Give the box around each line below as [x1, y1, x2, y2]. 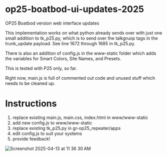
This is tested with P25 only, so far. [5, 65, 77, 71]
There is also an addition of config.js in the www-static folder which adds [5, 50, 156, 56]
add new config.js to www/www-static [12, 119, 92, 126]
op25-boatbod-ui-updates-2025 [5, 4, 144, 15]
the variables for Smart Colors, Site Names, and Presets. [5, 55, 121, 61]
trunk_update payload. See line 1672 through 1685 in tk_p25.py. [5, 40, 136, 46]
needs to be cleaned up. [5, 80, 55, 86]
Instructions [5, 98, 57, 109]
